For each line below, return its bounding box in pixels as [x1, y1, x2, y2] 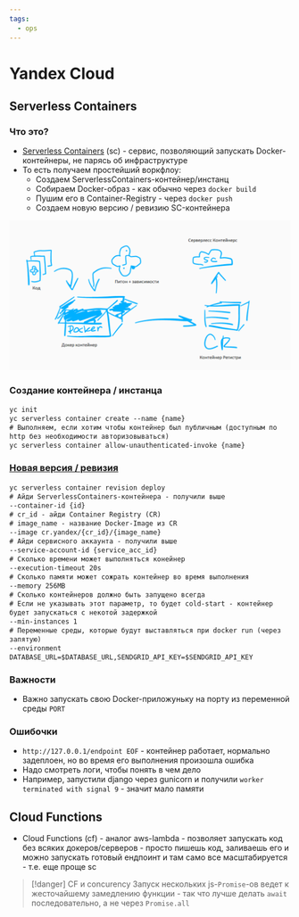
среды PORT [21, 703, 66, 714]
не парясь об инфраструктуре [72, 155, 188, 166]
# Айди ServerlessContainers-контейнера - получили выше [9, 492, 226, 501]
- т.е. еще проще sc [21, 862, 96, 872]
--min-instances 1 [9, 616, 78, 626]
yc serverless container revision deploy [9, 483, 166, 492]
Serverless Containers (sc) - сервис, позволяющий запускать [21, 145, 254, 156]
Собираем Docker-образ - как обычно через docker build [35, 184, 257, 194]
